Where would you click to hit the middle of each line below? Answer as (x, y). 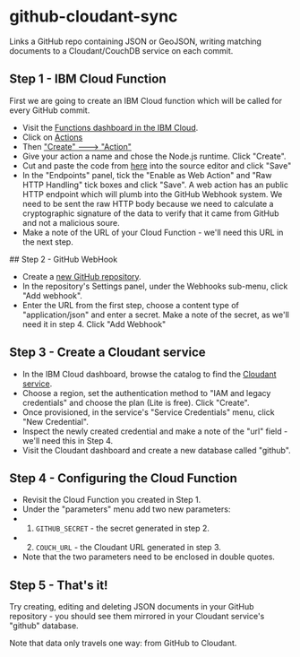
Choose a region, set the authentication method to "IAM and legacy (146, 393)
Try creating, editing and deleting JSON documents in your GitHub (132, 607)
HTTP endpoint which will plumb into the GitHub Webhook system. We (152, 194)
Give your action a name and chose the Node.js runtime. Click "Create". (154, 156)
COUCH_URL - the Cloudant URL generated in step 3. (128, 548)
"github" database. (44, 626)
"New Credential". (56, 421)
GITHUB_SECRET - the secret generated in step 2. (123, 528)
